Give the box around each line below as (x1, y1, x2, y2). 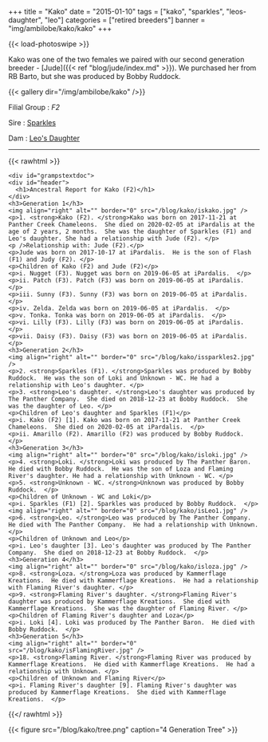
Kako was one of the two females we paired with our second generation (8, 55, 245, 64)
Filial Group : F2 (8, 103, 61, 112)
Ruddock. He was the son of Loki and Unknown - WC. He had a (8, 374, 219, 382)
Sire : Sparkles (8, 118, 57, 127)
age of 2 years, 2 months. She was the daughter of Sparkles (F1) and (8, 227, 251, 235)
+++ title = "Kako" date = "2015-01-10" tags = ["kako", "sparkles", (8, 7, 225, 16)
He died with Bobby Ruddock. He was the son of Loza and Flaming (8, 465, 234, 473)
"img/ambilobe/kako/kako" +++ (8, 24, 112, 33)
